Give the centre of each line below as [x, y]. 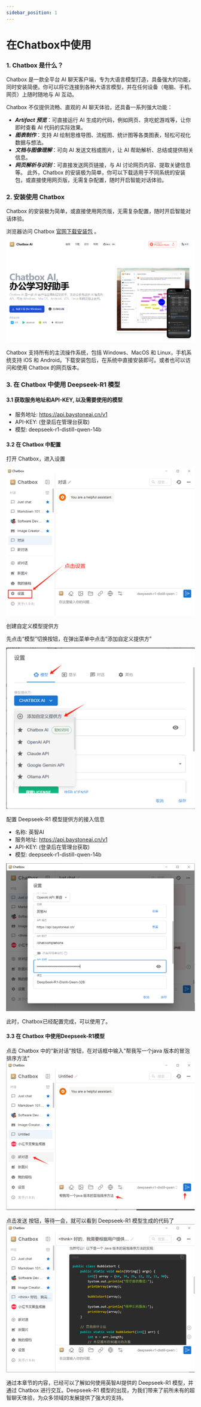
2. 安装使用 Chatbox [35, 197]
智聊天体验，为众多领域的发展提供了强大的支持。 [66, 1398]
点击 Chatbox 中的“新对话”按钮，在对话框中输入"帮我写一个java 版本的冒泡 [98, 1051]
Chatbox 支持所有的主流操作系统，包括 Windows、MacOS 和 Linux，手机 [96, 352]
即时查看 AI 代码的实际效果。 [51, 128]
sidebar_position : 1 [32, 13]
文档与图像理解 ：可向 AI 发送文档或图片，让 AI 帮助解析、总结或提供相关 [104, 150]
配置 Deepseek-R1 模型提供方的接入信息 [55, 819]
